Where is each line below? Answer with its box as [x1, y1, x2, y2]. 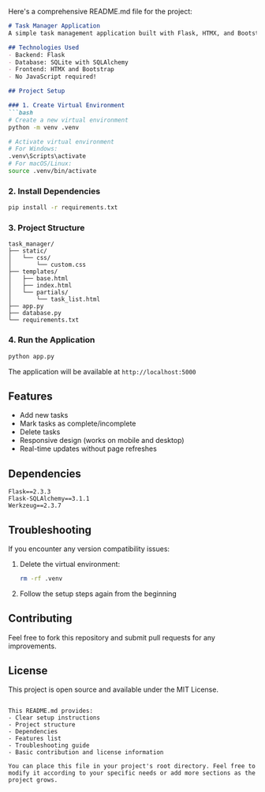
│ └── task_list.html [8, 295, 101, 303]
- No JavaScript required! [8, 73, 97, 81]
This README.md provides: [8, 707, 93, 715]
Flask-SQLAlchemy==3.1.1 [8, 495, 90, 503]
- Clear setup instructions [8, 714, 101, 722]
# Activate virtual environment [8, 137, 114, 145]
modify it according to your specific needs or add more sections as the [8, 769, 256, 777]
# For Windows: [8, 145, 58, 153]
